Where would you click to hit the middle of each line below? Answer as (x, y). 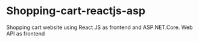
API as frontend (26, 33)
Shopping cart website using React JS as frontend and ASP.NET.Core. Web (99, 27)
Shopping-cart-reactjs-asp (76, 11)
